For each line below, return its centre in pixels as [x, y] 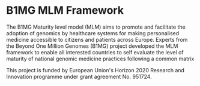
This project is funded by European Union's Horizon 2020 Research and [95, 70]
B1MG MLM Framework [65, 10]
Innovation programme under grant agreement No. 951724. [79, 76]
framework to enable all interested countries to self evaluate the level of [95, 52]
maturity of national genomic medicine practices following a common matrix [100, 59]
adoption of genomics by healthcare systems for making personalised [93, 33]
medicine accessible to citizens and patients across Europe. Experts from [97, 39]
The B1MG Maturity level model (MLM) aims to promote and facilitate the [96, 27]
